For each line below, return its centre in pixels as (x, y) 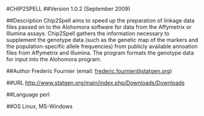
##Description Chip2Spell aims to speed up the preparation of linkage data (100, 20)
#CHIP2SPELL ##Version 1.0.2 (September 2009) (68, 9)
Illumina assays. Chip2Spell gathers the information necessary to (88, 33)
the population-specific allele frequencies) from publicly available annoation (102, 46)
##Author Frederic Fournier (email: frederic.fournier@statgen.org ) (89, 71)
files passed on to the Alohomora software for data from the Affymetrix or (99, 27)
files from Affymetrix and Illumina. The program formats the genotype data (100, 53)
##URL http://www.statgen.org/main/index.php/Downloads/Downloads (96, 83)
